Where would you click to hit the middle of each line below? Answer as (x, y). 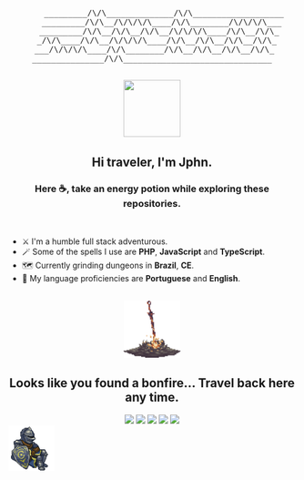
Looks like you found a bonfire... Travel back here (152, 383)
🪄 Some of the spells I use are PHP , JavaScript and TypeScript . (143, 251)
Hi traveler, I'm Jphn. (152, 163)
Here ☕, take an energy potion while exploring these (152, 189)
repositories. (152, 204)
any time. (152, 398)
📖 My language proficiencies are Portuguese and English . (131, 278)
